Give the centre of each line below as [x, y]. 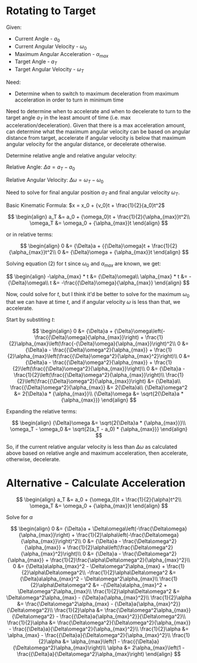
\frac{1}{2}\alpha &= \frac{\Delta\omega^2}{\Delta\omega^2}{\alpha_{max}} [99, 622]
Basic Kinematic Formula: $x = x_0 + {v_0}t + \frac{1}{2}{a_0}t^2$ [86, 205]
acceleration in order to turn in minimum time [69, 100]
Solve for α [20, 517]
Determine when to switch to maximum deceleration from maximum [97, 93]
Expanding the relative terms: [42, 411]
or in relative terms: [30, 235]
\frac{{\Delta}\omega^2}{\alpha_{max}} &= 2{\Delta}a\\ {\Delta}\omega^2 [99, 387]
